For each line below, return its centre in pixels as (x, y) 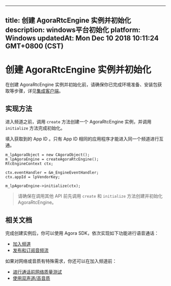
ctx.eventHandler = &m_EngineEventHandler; (52, 173)
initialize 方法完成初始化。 (35, 128)
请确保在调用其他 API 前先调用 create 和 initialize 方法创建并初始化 (90, 196)
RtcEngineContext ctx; (29, 164)
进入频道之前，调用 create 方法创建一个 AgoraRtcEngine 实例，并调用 (78, 122)
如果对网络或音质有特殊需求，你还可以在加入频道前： (61, 261)
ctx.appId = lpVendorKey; (33, 177)
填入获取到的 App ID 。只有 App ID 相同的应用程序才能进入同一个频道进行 (82, 139)
